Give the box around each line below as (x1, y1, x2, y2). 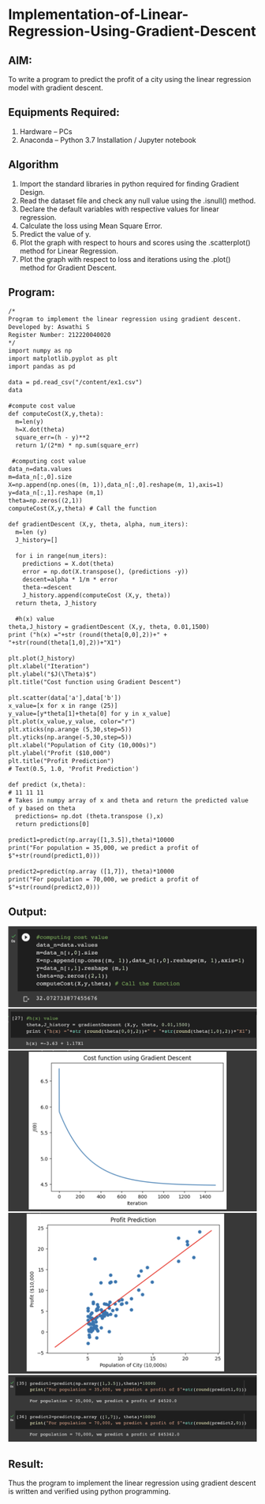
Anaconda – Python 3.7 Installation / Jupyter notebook (19, 135, 196, 144)
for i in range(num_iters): (15, 552, 108, 560)
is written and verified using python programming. (8, 1487, 171, 1496)
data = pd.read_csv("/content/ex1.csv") (8, 379, 144, 387)
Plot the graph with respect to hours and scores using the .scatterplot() (19, 238, 251, 247)
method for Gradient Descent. (19, 263, 117, 272)
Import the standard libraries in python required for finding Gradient (19, 179, 239, 189)
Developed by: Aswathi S (8, 324, 90, 331)
